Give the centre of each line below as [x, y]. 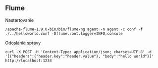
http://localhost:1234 [28, 61]
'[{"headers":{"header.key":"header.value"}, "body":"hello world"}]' [79, 56]
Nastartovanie [19, 20]
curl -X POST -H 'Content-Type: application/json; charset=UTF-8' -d [79, 52]
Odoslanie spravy [23, 43]
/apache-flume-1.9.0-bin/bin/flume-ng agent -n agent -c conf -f [74, 29]
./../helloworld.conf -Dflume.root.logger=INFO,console [64, 34]
